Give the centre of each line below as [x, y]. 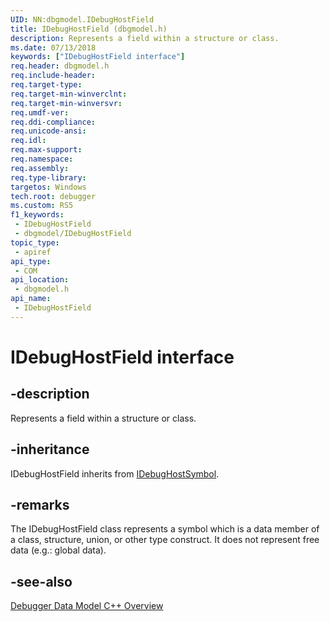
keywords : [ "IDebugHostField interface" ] [98, 57]
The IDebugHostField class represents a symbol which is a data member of [165, 529]
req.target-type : [46, 85]
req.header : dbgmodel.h [60, 66]
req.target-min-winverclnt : [69, 94]
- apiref [33, 252]
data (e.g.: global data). [58, 550]
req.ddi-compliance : [53, 122]
